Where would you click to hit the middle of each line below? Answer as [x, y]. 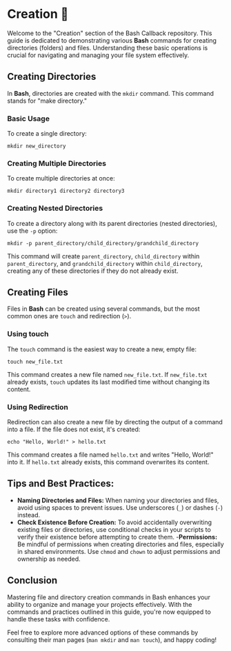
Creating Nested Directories [55, 208]
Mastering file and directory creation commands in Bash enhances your [109, 597]
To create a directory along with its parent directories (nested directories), [112, 223]
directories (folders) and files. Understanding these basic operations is [108, 48]
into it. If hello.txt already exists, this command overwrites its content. [108, 462]
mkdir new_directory [37, 146]
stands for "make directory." [47, 101]
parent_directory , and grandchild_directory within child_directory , [105, 263]
